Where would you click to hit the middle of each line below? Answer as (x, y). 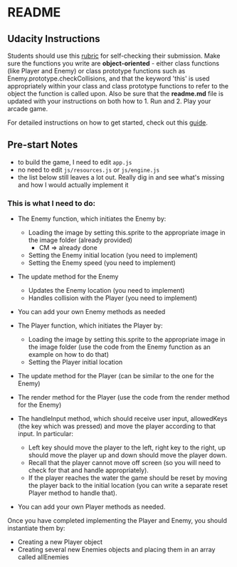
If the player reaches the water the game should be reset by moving (128, 478)
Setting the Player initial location (75, 362)
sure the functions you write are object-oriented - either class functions (113, 63)
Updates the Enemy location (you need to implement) (106, 291)
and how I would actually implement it (73, 184)
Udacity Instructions (54, 39)
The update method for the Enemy (68, 277)
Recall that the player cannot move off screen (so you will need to (125, 463)
